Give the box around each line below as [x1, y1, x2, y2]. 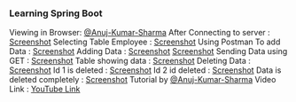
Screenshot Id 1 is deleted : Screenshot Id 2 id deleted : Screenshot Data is [9, 65, 282, 75]
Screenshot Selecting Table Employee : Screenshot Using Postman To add [9, 36, 281, 47]
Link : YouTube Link [9, 83, 81, 95]
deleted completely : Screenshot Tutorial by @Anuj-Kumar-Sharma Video [9, 75, 277, 85]
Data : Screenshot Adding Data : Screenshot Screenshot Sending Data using [9, 46, 288, 57]
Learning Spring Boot [9, 7, 103, 20]
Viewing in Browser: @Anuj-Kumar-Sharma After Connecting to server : [9, 27, 270, 38]
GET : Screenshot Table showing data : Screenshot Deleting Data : [9, 56, 251, 67]
